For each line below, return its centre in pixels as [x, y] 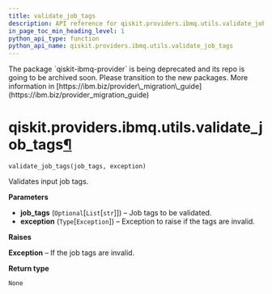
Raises [20, 237]
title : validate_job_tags [52, 16]
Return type [29, 269]
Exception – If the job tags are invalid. [72, 253]
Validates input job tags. [49, 181]
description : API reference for [63, 23]
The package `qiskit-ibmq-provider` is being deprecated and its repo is [127, 69]
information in [32, 87]
